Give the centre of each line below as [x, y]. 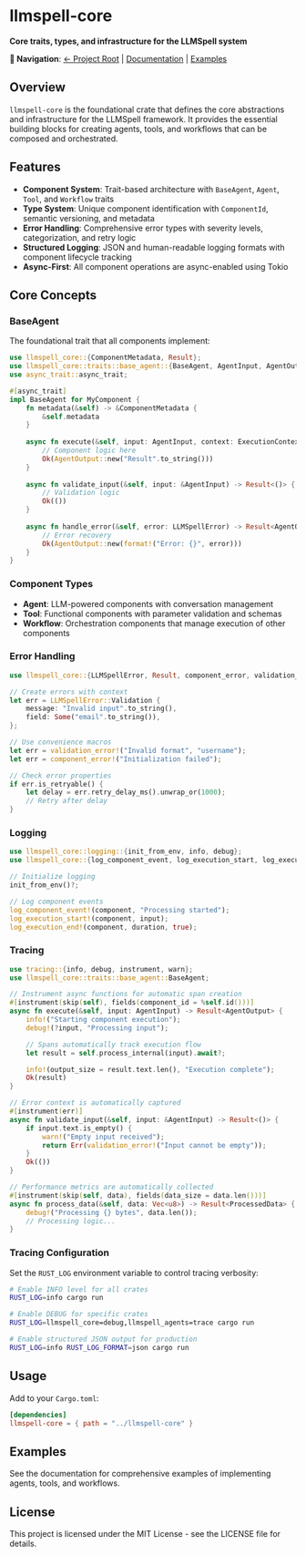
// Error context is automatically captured [95, 1103]
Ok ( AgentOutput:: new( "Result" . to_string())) [128, 459]
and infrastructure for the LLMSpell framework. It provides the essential [143, 119]
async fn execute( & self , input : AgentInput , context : [130, 442]
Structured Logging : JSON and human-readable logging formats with [153, 247]
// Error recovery [77, 535]
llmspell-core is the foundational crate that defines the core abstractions [147, 109]
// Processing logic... [71, 1221]
